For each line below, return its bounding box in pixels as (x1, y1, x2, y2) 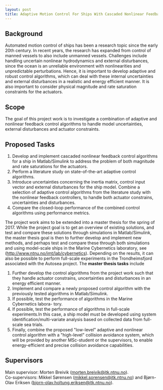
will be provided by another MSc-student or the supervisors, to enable (12, 337, 153, 343)
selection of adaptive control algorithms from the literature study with (12, 189, 151, 195)
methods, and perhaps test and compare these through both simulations (5, 240, 150, 246)
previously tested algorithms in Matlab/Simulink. (12, 290, 108, 296)
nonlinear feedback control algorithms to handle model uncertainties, (5, 121, 143, 127)
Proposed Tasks (5, 140, 55, 149)
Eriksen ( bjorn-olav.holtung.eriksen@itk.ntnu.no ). (15, 379, 114, 385)
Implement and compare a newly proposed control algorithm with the (12, 285, 150, 291)
